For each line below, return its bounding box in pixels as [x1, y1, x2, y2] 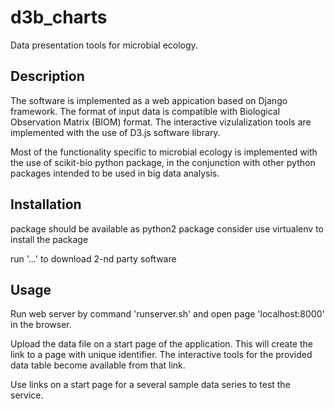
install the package [10, 233, 89, 245]
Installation [10, 196, 82, 213]
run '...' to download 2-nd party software [10, 252, 177, 265]
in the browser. [10, 319, 72, 331]
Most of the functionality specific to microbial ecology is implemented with [10, 146, 318, 158]
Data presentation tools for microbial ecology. [10, 39, 198, 51]
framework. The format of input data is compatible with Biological [10, 105, 281, 117]
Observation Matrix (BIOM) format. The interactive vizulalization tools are [10, 116, 312, 128]
